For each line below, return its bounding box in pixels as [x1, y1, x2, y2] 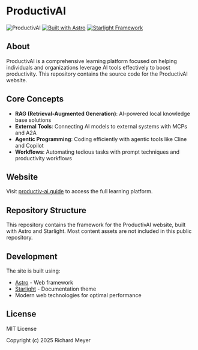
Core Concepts [6, 94, 64, 104]
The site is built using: [6, 267, 61, 274]
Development [6, 251, 58, 262]
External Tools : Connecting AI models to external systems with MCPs [14, 122, 188, 130]
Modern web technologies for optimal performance [14, 292, 142, 298]
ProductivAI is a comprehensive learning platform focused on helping [6, 57, 177, 64]
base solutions [14, 116, 52, 124]
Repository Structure [6, 205, 87, 216]
